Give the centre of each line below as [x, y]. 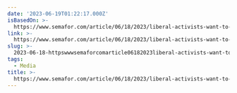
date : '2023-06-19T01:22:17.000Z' [58, 14]
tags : [15, 59]
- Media [25, 66]
